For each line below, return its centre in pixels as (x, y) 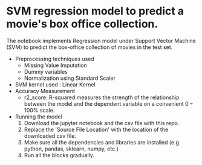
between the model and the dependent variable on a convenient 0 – (108, 103)
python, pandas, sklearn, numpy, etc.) (71, 149)
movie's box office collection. (82, 24)
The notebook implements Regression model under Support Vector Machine (101, 40)
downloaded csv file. (50, 136)
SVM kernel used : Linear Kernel (55, 84)
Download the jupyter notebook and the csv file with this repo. (102, 123)
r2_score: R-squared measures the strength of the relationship (102, 97)
